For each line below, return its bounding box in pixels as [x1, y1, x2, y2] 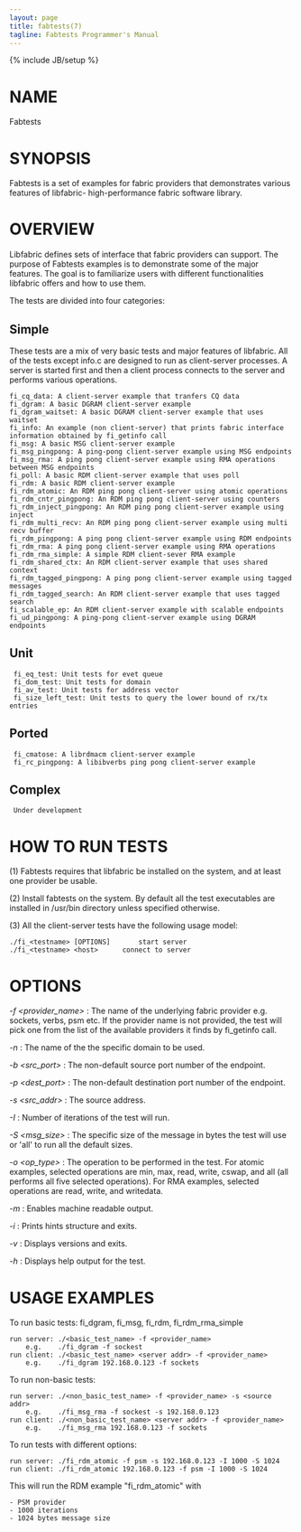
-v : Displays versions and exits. [9, 1238, 128, 1249]
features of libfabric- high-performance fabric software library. [9, 187, 243, 199]
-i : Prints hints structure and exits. [9, 1221, 138, 1232]
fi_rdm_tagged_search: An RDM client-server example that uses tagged [9, 589, 280, 598]
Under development [13, 806, 83, 815]
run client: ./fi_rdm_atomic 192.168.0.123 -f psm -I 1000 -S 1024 [9, 1465, 269, 1474]
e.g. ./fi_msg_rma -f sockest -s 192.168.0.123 [25, 1407, 220, 1417]
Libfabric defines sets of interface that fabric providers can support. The [9, 249, 279, 260]
